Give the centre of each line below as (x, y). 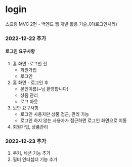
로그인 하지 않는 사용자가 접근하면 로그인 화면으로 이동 (74, 120)
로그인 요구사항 (20, 51)
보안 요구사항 (26, 108)
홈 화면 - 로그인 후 (31, 82)
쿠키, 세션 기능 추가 (31, 153)
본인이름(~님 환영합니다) (44, 89)
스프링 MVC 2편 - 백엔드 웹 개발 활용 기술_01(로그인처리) (61, 24)
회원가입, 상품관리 (30, 127)
